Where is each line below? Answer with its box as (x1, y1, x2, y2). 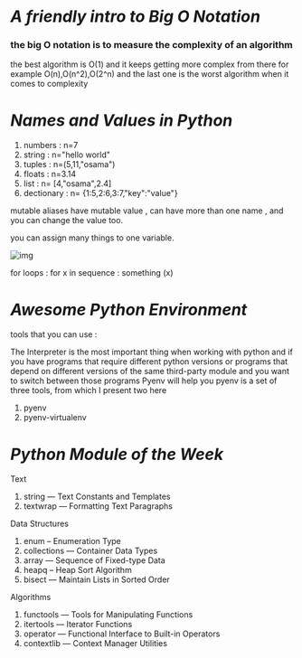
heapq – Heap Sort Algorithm (23, 565, 132, 576)
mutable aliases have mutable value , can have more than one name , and (10, 205, 284, 216)
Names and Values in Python (10, 110, 233, 130)
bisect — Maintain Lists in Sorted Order (23, 574, 170, 585)
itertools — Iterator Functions (23, 619, 133, 630)
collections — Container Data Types (23, 545, 158, 557)
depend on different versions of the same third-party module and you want (10, 366, 290, 377)
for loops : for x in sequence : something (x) (10, 268, 174, 278)
